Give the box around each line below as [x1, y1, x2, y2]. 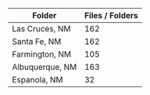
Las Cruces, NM [12, 24, 71, 34]
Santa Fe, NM [12, 36, 62, 46]
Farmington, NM [12, 49, 72, 60]
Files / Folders [84, 10, 138, 20]
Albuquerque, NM [12, 62, 77, 72]
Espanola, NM [12, 75, 64, 85]
